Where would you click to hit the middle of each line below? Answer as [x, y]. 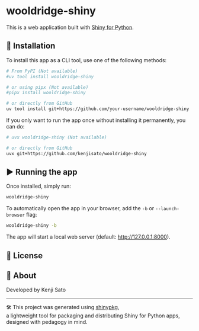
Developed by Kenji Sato [36, 290]
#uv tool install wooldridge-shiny [50, 76]
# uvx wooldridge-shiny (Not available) [57, 137]
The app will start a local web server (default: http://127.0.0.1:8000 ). [88, 237]
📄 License [25, 256]
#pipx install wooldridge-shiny [46, 93]
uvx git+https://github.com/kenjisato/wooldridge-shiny [76, 153]
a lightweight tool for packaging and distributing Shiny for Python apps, [93, 316]
